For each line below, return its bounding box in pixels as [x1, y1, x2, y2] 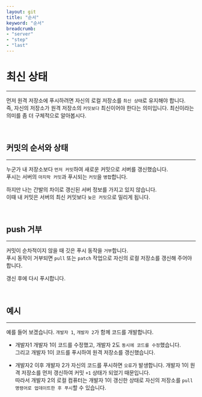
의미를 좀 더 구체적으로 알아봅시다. [6, 112, 87, 119]
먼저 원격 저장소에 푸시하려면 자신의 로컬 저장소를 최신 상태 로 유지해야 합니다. [6, 97, 186, 104]
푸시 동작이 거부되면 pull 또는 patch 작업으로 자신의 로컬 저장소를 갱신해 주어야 [6, 254, 192, 262]
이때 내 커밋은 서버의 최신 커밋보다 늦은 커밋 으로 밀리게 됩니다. [6, 193, 150, 200]
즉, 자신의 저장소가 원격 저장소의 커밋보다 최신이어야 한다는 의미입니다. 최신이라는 [6, 104, 194, 111]
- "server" [6, 31, 34, 37]
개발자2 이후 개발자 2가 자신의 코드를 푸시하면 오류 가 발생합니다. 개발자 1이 [14, 362, 189, 369]
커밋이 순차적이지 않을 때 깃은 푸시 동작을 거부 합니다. [6, 247, 128, 254]
